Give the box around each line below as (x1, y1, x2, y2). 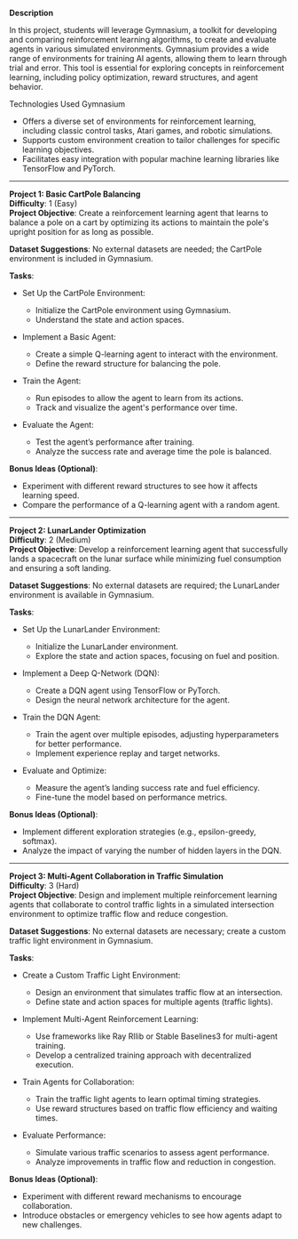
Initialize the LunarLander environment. (35, 641, 179, 652)
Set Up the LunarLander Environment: (21, 624, 161, 634)
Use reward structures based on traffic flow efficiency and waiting (35, 1103, 278, 1114)
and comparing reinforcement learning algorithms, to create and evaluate (9, 35, 277, 44)
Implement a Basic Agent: (21, 332, 116, 342)
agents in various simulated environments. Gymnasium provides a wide (9, 44, 270, 54)
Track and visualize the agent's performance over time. (35, 402, 238, 413)
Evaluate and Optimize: (21, 765, 107, 776)
